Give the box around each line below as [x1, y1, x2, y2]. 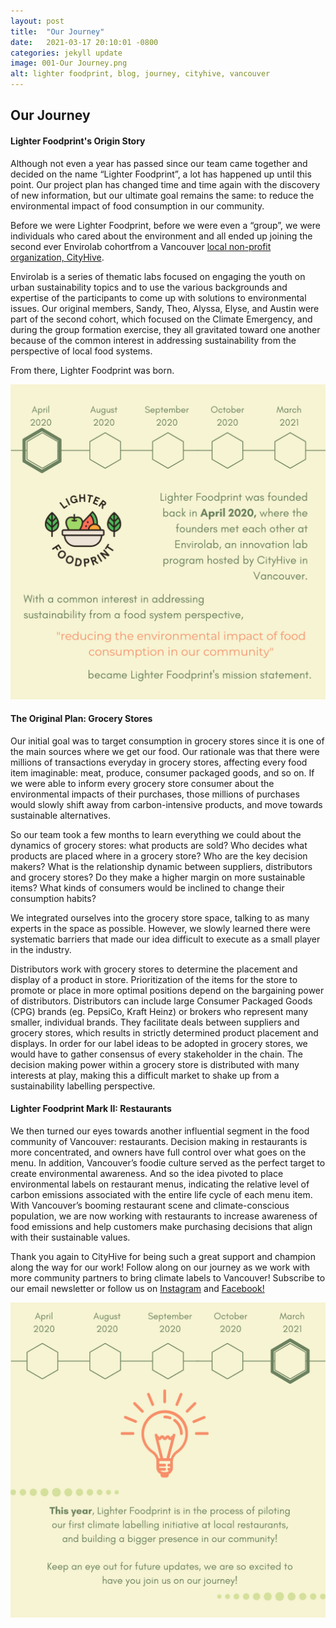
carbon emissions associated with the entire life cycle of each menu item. [10, 1189, 313, 1200]
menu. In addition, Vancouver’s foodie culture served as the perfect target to [10, 1157, 326, 1169]
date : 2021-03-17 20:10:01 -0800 [10, 37, 159, 47]
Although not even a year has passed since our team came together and [10, 157, 308, 169]
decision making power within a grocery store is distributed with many [10, 1058, 300, 1070]
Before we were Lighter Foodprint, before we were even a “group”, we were [10, 219, 321, 231]
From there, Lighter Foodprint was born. [10, 364, 175, 376]
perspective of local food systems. [10, 345, 153, 357]
